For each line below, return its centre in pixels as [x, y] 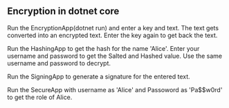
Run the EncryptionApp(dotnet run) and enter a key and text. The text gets [113, 28]
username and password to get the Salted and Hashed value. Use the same [115, 56]
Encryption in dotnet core [63, 11]
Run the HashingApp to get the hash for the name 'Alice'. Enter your [103, 48]
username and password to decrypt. [59, 63]
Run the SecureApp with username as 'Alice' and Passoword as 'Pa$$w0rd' [115, 89]
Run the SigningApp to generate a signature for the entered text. [99, 76]
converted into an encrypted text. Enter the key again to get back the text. [112, 35]
